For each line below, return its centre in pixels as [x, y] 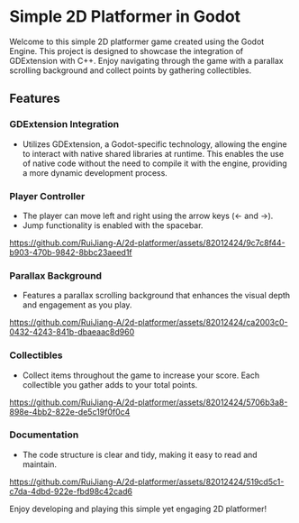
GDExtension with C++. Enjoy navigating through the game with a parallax [146, 60]
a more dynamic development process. [95, 172]
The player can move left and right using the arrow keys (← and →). [148, 216]
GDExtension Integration [64, 124]
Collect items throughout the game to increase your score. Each [140, 375]
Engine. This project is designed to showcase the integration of [127, 50]
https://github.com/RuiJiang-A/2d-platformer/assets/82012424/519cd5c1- [147, 482]
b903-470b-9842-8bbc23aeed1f [71, 252]
